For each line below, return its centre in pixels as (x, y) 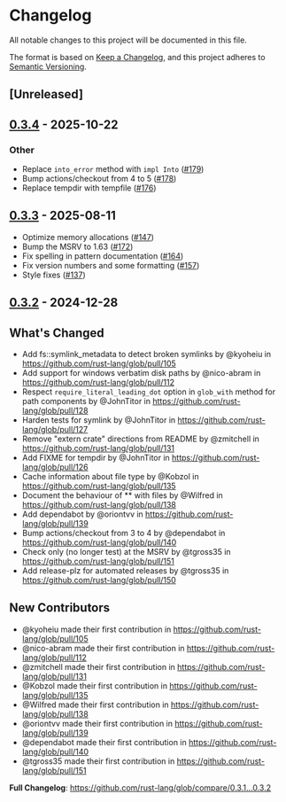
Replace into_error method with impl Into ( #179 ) (113, 169)
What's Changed (57, 333)
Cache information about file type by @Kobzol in (110, 477)
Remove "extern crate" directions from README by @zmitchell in (140, 439)
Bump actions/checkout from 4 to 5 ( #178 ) (99, 179)
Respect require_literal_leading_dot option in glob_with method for (149, 392)
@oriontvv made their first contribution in (97, 723)
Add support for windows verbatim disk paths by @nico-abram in (141, 373)
